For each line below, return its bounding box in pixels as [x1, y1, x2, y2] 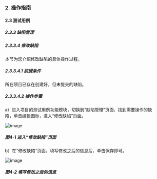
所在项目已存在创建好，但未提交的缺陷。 [5, 81, 86, 87]
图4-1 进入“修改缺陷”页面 [5, 134, 57, 140]
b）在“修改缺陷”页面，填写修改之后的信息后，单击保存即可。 [5, 148, 127, 154]
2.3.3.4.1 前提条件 [5, 68, 41, 74]
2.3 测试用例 [5, 17, 30, 23]
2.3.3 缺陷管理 [5, 29, 34, 35]
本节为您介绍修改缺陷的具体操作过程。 [5, 56, 82, 62]
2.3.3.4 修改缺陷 [5, 43, 39, 48]
